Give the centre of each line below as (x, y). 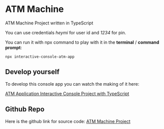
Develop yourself (32, 72)
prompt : (14, 47)
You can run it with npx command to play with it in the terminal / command (82, 42)
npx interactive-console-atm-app (40, 57)
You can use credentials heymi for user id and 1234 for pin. (66, 32)
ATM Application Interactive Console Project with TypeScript (67, 94)
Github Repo (25, 109)
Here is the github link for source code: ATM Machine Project (68, 121)
